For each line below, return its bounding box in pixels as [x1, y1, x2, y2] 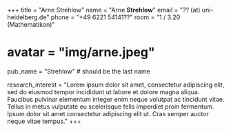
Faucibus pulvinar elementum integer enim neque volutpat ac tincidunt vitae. [7, 95, 225, 103]
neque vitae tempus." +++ [7, 117, 81, 125]
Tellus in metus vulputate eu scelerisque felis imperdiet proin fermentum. [7, 102, 214, 111]
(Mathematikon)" [7, 21, 55, 28]
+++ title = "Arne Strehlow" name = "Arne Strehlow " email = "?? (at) [7, 6, 201, 14]
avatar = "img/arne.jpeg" [7, 45, 155, 60]
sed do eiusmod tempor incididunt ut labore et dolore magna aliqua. [7, 87, 200, 96]
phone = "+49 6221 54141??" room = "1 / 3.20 [50, 13, 181, 21]
